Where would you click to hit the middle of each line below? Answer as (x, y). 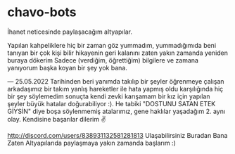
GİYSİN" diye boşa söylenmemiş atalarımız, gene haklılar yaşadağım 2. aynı (116, 111)
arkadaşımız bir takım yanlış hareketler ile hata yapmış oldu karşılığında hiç (115, 89)
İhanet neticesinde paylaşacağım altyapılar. (70, 32)
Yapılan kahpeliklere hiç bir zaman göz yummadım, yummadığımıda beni (112, 45)
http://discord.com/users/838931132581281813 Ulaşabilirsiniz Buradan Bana (118, 135)
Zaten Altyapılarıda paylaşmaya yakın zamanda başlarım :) (91, 143)
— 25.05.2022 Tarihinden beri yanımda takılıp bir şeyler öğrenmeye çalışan (116, 81)
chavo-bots (42, 12)
